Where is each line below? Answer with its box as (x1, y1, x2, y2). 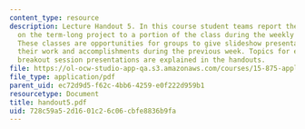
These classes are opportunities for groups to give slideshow (17, 38, 261, 48)
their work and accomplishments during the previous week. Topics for (17, 47, 290, 56)
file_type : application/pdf (9, 73, 116, 82)
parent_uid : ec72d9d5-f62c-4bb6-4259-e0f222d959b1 (9, 81, 205, 90)
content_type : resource (9, 13, 100, 23)
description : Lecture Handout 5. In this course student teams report (9, 22, 282, 31)
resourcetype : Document (9, 89, 100, 98)
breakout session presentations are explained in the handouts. (17, 55, 266, 64)
